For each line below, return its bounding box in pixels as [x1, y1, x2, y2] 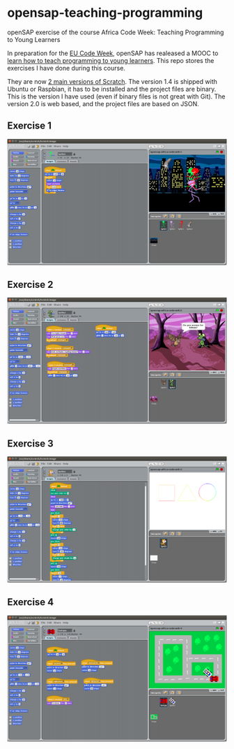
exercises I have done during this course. [7, 64, 125, 72]
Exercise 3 [7, 437, 54, 449]
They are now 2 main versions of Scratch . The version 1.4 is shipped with [7, 77, 217, 85]
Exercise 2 [7, 279, 54, 291]
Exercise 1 [7, 120, 52, 132]
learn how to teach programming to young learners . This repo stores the [7, 56, 214, 64]
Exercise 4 [7, 596, 54, 609]
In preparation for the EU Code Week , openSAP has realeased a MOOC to [7, 49, 219, 57]
